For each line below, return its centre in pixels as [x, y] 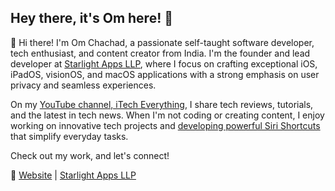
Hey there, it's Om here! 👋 [92, 18]
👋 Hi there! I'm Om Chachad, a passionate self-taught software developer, [162, 42]
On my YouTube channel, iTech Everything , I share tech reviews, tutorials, [162, 104]
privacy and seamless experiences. [83, 85]
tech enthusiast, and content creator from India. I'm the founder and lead [160, 53]
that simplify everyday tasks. [69, 136]
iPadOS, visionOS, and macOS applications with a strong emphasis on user [165, 74]
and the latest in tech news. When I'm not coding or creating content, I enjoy [167, 115]
